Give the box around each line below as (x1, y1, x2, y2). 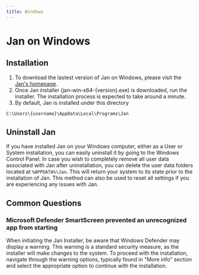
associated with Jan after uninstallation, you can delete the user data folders (6, 162, 193, 169)
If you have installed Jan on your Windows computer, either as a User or (6, 143, 183, 150)
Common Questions (6, 198, 82, 208)
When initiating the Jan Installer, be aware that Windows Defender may (6, 237, 180, 244)
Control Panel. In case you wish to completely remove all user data (6, 155, 169, 162)
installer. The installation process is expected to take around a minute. (14, 93, 186, 100)
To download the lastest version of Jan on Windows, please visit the (14, 74, 182, 81)
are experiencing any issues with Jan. (6, 181, 99, 188)
